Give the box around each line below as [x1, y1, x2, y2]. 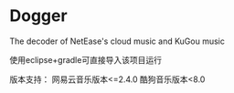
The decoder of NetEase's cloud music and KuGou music [9, 36, 226, 46]
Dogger [9, 5, 68, 26]
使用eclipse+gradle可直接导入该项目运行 [9, 54, 163, 65]
